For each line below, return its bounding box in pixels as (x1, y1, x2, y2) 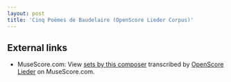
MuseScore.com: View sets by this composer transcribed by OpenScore (17, 60, 224, 69)
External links (7, 42, 68, 54)
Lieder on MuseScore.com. (17, 68, 95, 76)
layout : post (7, 10, 45, 17)
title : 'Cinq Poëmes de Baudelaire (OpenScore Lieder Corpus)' (7, 17, 194, 23)
